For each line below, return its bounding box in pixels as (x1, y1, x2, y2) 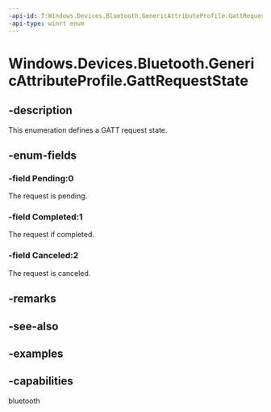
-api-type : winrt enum (8, 19, 85, 28)
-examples (8, 346, 64, 360)
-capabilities (8, 374, 74, 389)
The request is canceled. (8, 268, 91, 278)
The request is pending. (8, 191, 88, 201)
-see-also (8, 319, 59, 333)
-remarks (8, 292, 56, 306)
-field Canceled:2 (8, 250, 79, 261)
